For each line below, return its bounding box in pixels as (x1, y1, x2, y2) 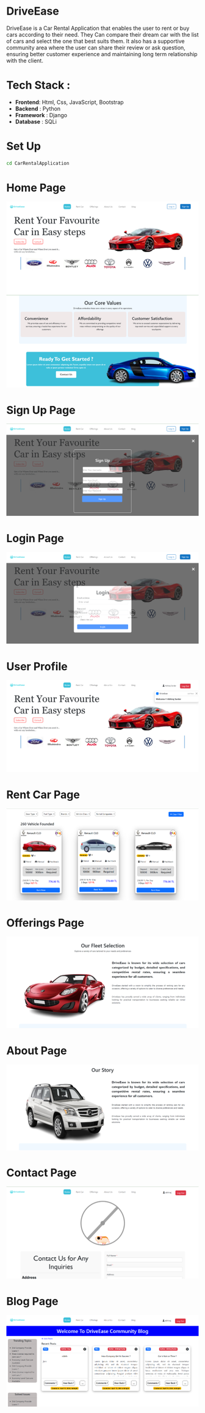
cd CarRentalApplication (6, 160, 70, 166)
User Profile (6, 659, 68, 673)
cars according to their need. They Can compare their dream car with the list (6, 31, 199, 38)
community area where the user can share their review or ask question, (6, 44, 186, 51)
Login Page (6, 532, 64, 546)
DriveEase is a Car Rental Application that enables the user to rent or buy (6, 24, 190, 32)
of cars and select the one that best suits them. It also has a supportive (6, 37, 185, 45)
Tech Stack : (6, 78, 71, 92)
